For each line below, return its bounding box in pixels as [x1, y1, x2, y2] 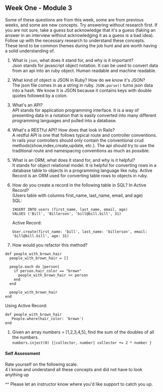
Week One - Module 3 [5, 4, 72, 12]
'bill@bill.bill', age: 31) [12, 233, 69, 238]
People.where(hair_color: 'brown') [11, 316, 84, 321]
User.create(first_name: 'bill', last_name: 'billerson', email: [12, 229, 147, 234]
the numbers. [12, 334, 39, 340]
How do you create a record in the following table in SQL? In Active [12, 182, 147, 188]
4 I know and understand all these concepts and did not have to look [5, 367, 143, 373]
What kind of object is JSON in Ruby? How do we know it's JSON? [12, 77, 145, 83]
